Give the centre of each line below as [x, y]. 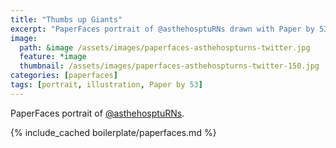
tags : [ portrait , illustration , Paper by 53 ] [106, 85]
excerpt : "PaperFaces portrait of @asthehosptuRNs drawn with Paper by [162, 29]
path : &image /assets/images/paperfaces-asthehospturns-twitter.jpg [165, 47]
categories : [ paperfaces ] [64, 76]
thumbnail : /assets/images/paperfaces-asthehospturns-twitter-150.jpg [169, 66]
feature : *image [53, 57]
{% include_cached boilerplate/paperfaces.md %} [113, 132]
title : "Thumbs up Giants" [66, 19]
